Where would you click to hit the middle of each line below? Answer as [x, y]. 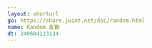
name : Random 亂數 [34, 27]
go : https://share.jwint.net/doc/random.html [76, 20]
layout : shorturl [33, 14]
